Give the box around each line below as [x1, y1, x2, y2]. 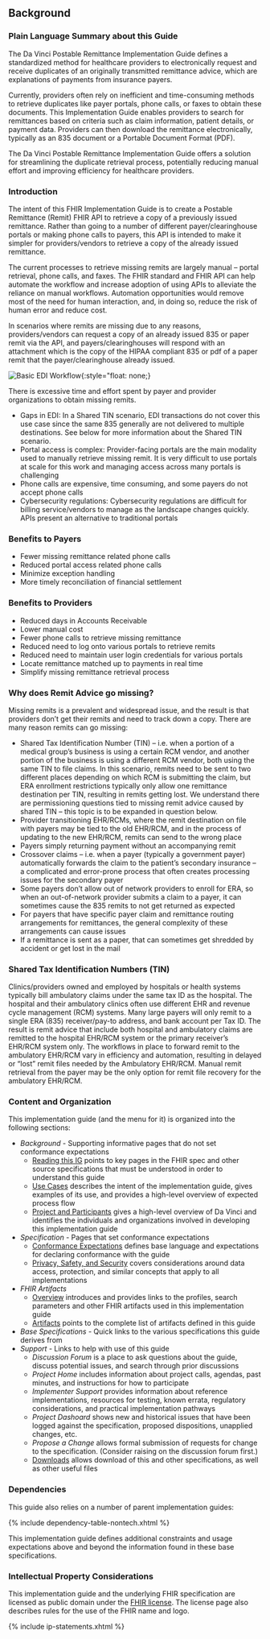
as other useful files [31, 1463, 98, 1473]
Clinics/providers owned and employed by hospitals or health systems [8, 982, 241, 991]
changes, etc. [31, 1430, 78, 1439]
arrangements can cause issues [19, 926, 126, 936]
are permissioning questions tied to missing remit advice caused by [19, 797, 243, 808]
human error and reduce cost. [8, 305, 108, 315]
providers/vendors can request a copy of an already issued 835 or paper [8, 329, 249, 339]
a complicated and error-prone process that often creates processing [19, 866, 251, 876]
